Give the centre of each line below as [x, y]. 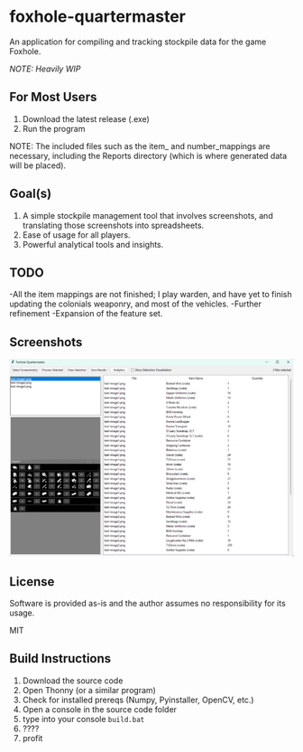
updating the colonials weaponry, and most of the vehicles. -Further [136, 304]
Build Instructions [60, 658]
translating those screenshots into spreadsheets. [113, 225]
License [32, 582]
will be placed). [37, 165]
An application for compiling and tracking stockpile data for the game [138, 42]
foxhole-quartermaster [98, 17]
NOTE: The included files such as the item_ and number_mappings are [140, 146]
